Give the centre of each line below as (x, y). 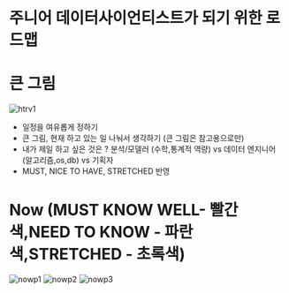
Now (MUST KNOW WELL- (108, 210)
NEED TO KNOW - (95, 233)
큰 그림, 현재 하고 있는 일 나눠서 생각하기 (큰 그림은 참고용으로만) (133, 139)
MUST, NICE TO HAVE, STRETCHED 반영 (96, 171)
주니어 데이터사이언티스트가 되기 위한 (136, 18)
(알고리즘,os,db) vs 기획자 (68, 161)
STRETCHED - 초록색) (107, 255)
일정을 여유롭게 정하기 (60, 127)
